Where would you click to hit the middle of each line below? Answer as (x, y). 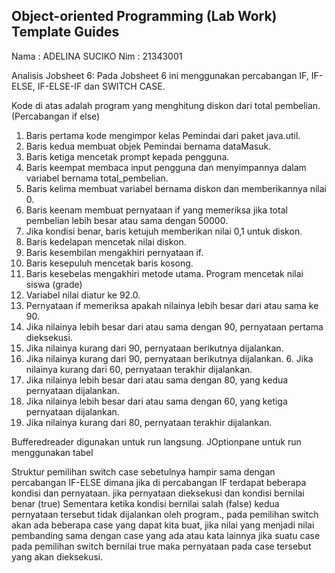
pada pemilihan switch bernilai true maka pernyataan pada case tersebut (161, 546)
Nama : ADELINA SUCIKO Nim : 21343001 (97, 56)
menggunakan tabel (52, 452)
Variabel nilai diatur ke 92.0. (83, 295)
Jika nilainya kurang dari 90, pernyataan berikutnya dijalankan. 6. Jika (169, 358)
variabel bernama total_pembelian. (97, 178)
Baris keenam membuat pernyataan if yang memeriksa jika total (156, 210)
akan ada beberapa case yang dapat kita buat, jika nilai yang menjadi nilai (163, 525)
